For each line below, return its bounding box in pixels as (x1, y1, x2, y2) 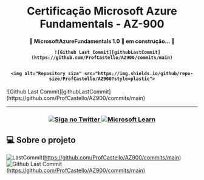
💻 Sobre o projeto (6, 135, 76, 145)
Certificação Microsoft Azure (27, 4, 177, 18)
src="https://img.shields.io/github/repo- (84, 70, 193, 76)
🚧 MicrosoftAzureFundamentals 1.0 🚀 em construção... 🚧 (29, 38, 175, 45)
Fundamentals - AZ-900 (39, 17, 165, 31)
